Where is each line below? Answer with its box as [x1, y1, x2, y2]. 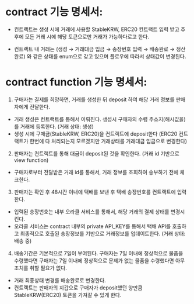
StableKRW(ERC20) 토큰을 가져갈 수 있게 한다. [13, 291, 122, 298]
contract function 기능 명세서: [5, 75, 147, 89]
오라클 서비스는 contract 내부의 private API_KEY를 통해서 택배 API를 [13, 223, 171, 230]
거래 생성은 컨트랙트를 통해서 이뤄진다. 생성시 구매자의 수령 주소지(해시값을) [13, 115, 186, 123]
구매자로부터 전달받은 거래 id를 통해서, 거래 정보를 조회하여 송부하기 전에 [13, 168, 179, 175]
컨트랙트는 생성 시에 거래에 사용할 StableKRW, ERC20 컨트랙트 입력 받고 [13, 26, 180, 33]
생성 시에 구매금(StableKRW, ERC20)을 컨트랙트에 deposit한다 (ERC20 [13, 130, 178, 137]
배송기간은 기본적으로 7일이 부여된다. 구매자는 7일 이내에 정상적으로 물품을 [13, 250, 184, 257]
